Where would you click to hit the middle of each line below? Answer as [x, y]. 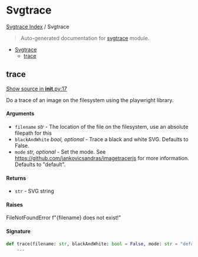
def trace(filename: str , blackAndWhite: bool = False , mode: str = [92, 244]
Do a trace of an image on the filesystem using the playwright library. [90, 100]
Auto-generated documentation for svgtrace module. [85, 38]
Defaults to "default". [40, 164]
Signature [19, 231]
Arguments [20, 113]
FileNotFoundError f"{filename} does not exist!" [64, 218]
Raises [15, 204]
